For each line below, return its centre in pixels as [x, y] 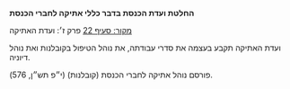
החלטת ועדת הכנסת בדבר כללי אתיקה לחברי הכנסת [102, 13]
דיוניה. [20, 57]
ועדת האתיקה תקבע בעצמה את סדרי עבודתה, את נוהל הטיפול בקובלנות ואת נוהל [145, 48]
